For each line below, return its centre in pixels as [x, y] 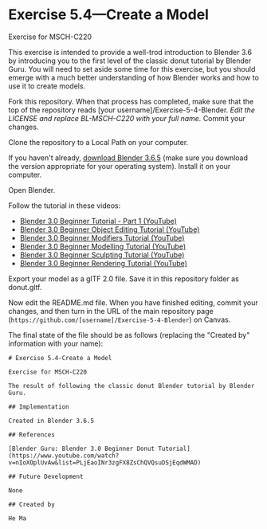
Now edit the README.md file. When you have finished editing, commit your [133, 302]
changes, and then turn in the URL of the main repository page [111, 311]
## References [32, 435]
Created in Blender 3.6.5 [51, 421]
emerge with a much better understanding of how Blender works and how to [133, 77]
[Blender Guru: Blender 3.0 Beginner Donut [82, 449]
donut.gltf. [25, 287]
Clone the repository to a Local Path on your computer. [98, 142]
